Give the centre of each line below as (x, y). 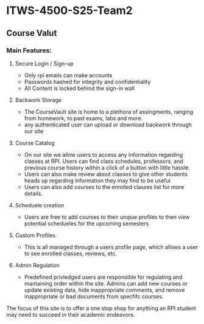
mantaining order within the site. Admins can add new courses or (106, 283)
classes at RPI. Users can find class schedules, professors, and (104, 161)
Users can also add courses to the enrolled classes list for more (104, 187)
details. (33, 193)
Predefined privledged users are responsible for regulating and (103, 277)
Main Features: (29, 50)
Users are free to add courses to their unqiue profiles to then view (107, 217)
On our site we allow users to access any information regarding (104, 154)
